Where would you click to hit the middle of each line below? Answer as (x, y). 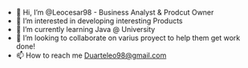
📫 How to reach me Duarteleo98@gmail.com (91, 55)
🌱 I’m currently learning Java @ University (85, 29)
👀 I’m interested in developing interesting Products (99, 21)
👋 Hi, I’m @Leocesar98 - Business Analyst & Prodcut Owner (115, 12)
